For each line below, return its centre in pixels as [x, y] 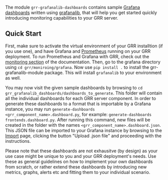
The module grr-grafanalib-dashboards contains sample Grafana [73, 7]
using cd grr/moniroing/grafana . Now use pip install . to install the [77, 67]
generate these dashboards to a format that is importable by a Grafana [78, 104]
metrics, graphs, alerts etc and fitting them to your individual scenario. [78, 172]
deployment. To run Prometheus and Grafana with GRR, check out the [77, 56]
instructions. [18, 141]
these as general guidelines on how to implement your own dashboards [79, 161]
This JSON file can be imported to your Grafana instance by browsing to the [83, 130]
